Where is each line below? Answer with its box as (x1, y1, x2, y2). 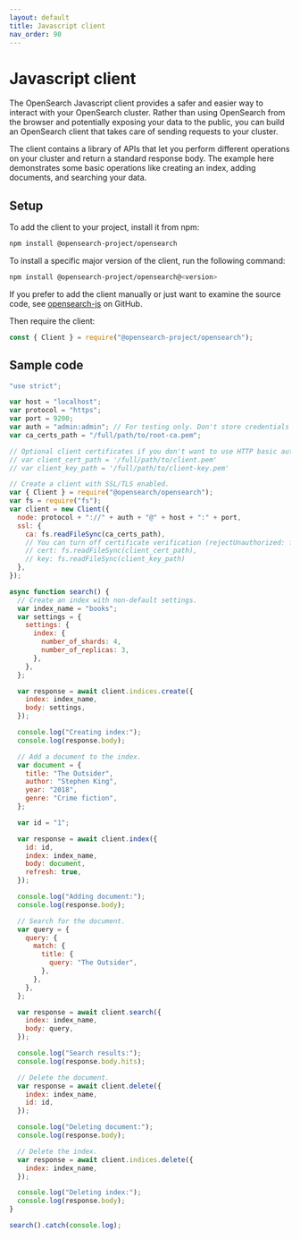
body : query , (25, 1024, 74, 1033)
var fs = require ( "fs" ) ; (9, 496, 102, 505)
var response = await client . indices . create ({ (17, 686, 194, 696)
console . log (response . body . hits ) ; (17, 1057, 146, 1065)
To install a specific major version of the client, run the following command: (9, 256, 286, 266)
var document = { (17, 760, 82, 769)
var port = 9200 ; (9, 414, 74, 423)
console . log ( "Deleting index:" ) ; (17, 1188, 142, 1197)
